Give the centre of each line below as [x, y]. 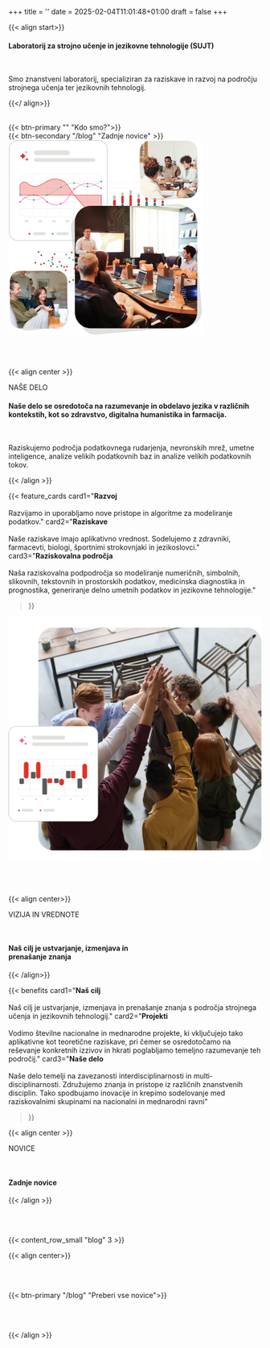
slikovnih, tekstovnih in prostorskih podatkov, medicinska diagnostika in [127, 582]
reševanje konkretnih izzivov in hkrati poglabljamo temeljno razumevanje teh [135, 1050]
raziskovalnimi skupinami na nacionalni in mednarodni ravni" [108, 1102]
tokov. [18, 465]
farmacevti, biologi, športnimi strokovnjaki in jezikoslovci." [104, 547]
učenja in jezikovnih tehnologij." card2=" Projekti [88, 1016]
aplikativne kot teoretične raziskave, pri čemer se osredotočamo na [120, 1042]
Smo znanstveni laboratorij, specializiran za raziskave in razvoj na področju [133, 79]
